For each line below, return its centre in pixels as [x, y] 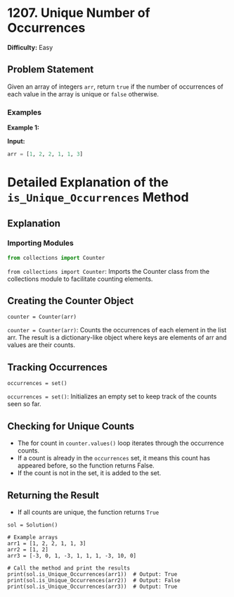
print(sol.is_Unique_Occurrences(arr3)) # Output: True [92, 586]
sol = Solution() [33, 525]
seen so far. [24, 404]
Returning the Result [53, 495]
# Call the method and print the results [69, 568]
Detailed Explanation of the [88, 183]
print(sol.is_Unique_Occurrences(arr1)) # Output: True [92, 574]
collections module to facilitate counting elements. [80, 279]
